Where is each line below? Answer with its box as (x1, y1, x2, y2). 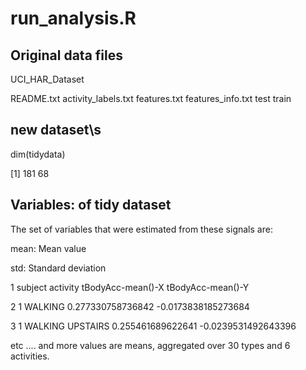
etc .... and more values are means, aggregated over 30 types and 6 (10, 339, 291, 351)
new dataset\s (10, 122, 102, 139)
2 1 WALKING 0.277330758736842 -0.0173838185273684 (10, 300, 250, 312)
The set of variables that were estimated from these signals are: (10, 223, 273, 235)
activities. (10, 350, 50, 362)
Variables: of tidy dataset (10, 197, 172, 214)
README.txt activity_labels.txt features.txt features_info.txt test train (10, 93, 292, 104)
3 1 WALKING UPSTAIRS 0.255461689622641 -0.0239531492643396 (10, 320, 297, 332)
